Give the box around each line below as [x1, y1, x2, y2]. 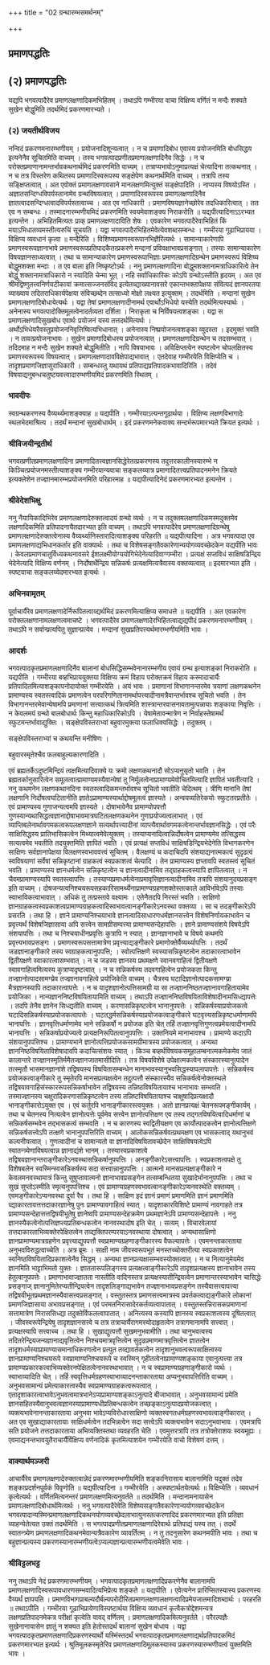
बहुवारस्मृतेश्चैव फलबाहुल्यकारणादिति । [8, 749, 106, 759]
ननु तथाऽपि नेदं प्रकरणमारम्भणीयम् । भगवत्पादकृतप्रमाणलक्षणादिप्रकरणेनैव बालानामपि [8, 1576, 215, 1585]
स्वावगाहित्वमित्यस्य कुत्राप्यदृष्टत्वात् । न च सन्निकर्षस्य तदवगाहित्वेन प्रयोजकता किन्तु [8, 965, 217, 974]
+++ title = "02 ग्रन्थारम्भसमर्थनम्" [8, 8, 104, 17]
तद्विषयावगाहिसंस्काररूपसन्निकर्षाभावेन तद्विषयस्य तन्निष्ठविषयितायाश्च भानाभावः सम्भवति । [8, 1082, 227, 1092]
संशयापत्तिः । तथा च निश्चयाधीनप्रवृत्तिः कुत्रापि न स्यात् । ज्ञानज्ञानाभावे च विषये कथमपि [8, 929, 223, 938]
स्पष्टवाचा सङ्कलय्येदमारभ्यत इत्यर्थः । [8, 568, 106, 577]
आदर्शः [8, 645, 27, 656]
